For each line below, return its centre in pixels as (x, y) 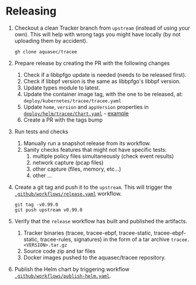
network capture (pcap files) (68, 162)
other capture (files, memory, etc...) (77, 169)
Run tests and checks (41, 131)
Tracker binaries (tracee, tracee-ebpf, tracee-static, (88, 233)
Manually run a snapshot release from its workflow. (87, 143)
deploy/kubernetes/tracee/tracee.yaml (72, 101)
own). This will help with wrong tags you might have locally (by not (97, 34)
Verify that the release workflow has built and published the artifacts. (101, 221)
